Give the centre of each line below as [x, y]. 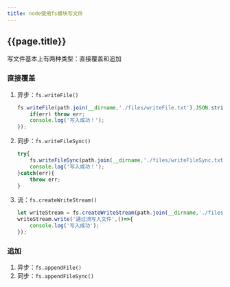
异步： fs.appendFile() [49, 267]
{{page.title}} [37, 42]
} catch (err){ [36, 173]
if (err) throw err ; [58, 114]
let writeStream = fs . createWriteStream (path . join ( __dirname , [108, 213]
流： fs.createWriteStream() [57, 200]
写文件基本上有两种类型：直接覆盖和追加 [64, 59]
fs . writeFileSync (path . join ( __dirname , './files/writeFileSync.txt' [128, 160]
